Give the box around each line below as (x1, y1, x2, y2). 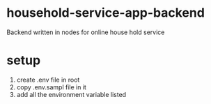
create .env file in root (16, 75, 80, 84)
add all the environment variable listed (16, 90, 127, 98)
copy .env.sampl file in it (16, 82, 86, 91)
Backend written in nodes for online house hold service (6, 28, 165, 36)
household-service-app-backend (6, 5, 205, 21)
